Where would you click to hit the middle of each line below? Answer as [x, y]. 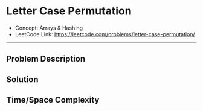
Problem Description [46, 59]
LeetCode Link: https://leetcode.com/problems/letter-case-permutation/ [105, 34]
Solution [22, 79]
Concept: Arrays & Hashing [49, 28]
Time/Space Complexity [53, 100]
